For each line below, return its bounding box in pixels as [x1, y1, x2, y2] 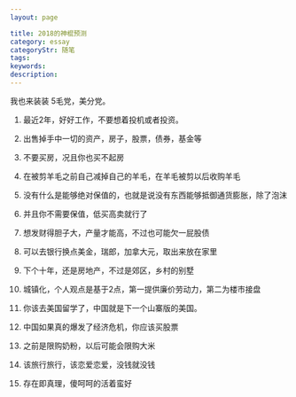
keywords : [10, 62, 47, 71]
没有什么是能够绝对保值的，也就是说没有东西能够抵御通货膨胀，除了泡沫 [22, 190, 287, 200]
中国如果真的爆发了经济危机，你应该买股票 [22, 321, 179, 332]
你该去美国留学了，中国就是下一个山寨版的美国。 [22, 302, 202, 313]
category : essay [10, 37, 70, 46]
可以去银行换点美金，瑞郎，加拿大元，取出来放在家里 [22, 245, 218, 257]
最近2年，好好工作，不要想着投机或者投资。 [22, 114, 184, 125]
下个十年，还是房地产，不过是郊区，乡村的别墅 [22, 265, 194, 276]
